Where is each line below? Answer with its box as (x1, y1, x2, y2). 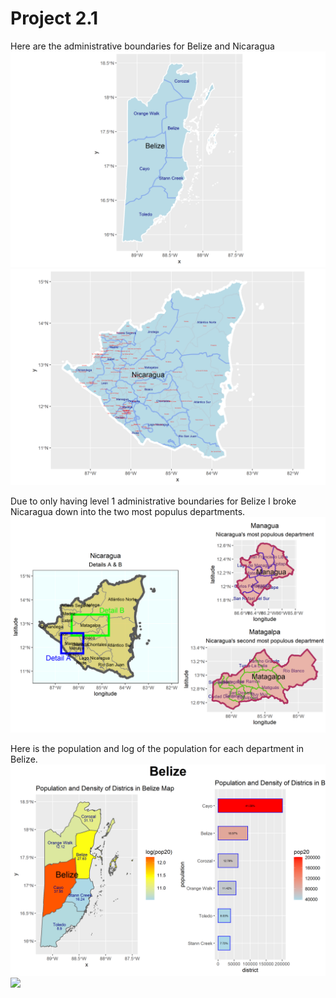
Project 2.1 (10, 7, 99, 30)
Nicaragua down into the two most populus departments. (10, 505, 246, 517)
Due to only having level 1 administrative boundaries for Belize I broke (10, 495, 297, 507)
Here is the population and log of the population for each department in (10, 743, 305, 755)
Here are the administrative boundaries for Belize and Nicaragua (10, 40, 275, 52)
